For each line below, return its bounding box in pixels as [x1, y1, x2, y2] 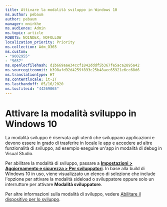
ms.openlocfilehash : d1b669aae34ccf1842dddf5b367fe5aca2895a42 [5, 63, 140, 68]
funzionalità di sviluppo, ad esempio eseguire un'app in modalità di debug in [5, 145, 162, 151]
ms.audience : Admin [5, 26, 46, 31]
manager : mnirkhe [5, 21, 41, 26]
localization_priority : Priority [5, 40, 75, 45]
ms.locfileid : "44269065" [5, 86, 59, 91]
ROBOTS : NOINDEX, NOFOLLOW [5, 35, 61, 40]
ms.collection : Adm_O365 [5, 44, 57, 49]
